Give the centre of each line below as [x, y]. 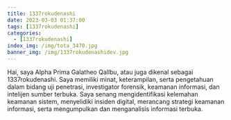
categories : [24, 33]
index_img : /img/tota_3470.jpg [52, 46]
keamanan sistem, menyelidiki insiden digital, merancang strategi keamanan [116, 101]
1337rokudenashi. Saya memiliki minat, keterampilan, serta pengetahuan [110, 79]
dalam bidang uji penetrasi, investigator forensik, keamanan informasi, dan [113, 87]
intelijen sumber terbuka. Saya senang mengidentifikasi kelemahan [103, 94]
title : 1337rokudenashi [42, 14]
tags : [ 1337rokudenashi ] [43, 26]
